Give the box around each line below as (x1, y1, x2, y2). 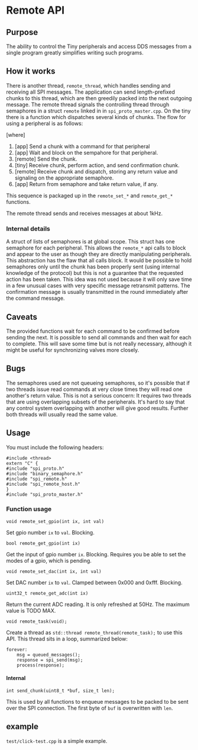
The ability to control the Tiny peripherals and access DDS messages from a (6, 43, 192, 50)
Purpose (6, 27, 38, 37)
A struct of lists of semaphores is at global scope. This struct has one (6, 238, 176, 245)
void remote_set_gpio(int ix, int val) (6, 518, 105, 524)
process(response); (17, 662, 65, 668)
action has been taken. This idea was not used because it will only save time (6, 276, 192, 283)
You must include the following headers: (6, 444, 105, 451)
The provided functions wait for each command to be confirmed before (6, 327, 180, 335)
